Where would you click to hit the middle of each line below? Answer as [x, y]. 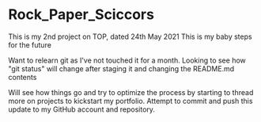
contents [23, 77]
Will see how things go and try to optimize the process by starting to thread [131, 92]
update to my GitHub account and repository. [82, 109]
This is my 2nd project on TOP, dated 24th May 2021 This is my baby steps [130, 36]
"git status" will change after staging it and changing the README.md [121, 68]
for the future [30, 44]
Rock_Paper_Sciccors [81, 15]
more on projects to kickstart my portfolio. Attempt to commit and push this [130, 101]
